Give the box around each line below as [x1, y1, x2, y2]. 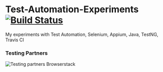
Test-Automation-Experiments [5, 4, 139, 15]
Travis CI [5, 37, 24, 43]
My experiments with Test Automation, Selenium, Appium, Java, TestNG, [5, 31, 159, 37]
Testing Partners [5, 50, 48, 57]
